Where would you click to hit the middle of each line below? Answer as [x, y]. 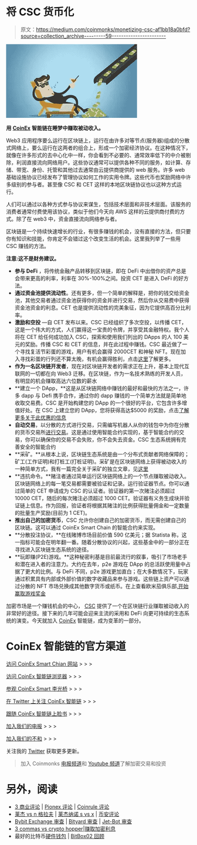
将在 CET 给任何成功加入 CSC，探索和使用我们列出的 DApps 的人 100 [98, 337]
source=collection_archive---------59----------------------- [93, 36]
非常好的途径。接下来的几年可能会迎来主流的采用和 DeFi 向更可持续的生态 [95, 613]
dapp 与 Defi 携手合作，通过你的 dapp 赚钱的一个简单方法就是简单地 [104, 395]
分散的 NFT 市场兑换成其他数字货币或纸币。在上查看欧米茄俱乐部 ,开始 [104, 586]
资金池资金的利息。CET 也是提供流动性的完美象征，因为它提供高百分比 [100, 307]
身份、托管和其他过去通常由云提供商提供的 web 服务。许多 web [108, 169]
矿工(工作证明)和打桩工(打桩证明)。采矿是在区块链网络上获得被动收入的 [101, 461]
